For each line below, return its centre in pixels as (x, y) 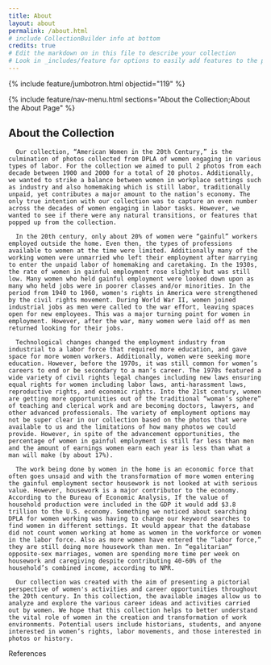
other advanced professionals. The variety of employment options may (129, 413)
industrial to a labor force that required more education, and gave (128, 349)
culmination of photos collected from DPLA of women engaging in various (135, 159)
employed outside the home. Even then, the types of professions (120, 243)
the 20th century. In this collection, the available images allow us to (135, 596)
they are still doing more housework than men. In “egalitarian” (120, 547)
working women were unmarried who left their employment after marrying (133, 258)
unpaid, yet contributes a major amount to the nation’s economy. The (129, 194)
